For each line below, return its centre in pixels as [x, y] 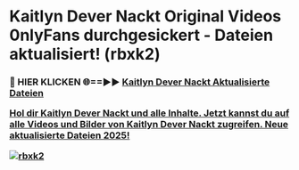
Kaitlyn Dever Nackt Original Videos [145, 16]
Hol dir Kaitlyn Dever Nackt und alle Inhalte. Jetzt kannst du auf [149, 113]
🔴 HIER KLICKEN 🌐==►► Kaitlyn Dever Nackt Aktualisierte [140, 82]
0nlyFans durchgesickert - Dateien [141, 35]
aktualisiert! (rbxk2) [85, 54]
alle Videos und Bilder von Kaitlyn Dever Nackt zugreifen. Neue [149, 125]
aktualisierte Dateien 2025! [70, 135]
